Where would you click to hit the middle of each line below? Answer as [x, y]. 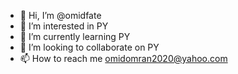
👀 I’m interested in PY [64, 26]
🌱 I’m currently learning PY [75, 36]
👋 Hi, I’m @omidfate [60, 15]
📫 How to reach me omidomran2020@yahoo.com [123, 58]
